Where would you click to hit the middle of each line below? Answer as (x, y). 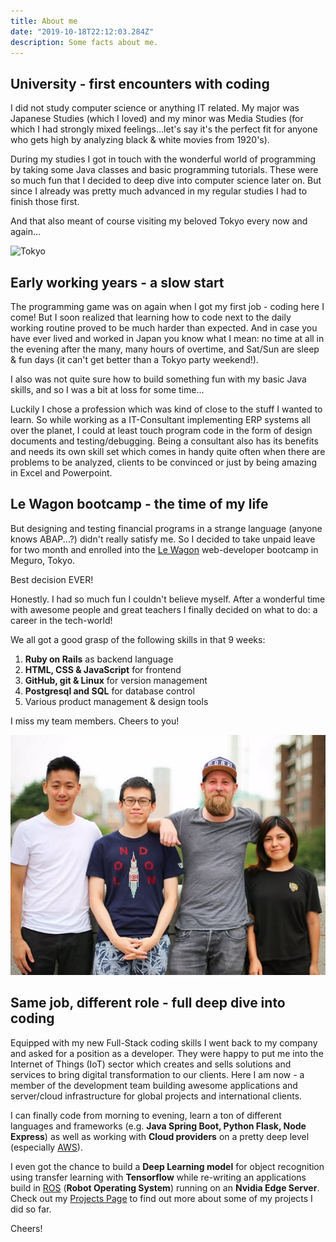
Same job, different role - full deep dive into (148, 1003)
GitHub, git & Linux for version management (116, 680)
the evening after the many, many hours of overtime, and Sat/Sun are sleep (165, 349)
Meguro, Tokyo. (43, 560)
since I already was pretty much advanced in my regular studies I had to (159, 191)
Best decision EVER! (52, 579)
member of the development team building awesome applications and (154, 1085)
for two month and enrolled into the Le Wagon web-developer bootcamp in (164, 549)
